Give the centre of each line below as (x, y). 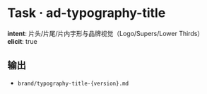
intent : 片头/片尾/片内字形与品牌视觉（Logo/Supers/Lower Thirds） (106, 33)
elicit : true (22, 41)
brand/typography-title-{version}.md (73, 83)
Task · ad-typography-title (87, 13)
